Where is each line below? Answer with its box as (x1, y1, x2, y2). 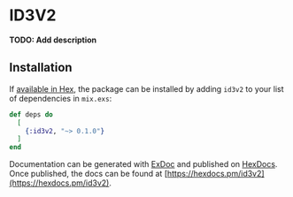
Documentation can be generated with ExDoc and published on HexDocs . (9, 159, 278, 170)
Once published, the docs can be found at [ (9, 169, 168, 179)
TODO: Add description (9, 34, 97, 45)
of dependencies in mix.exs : (9, 93, 112, 103)
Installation (9, 60, 73, 75)
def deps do (9, 110, 53, 119)
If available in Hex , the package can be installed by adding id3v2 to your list (9, 83, 285, 94)
